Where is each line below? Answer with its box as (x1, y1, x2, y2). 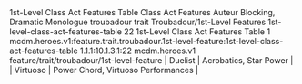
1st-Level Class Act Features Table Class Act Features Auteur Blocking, (9, 7, 276, 17)
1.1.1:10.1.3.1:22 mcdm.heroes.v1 (80, 45, 196, 56)
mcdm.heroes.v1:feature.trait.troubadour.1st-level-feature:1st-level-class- (9, 36, 284, 46)
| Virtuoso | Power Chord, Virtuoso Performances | (9, 65, 198, 75)
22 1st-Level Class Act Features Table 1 (124, 26, 271, 37)
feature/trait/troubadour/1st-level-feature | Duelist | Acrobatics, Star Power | (9, 55, 294, 65)
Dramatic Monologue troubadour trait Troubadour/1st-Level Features (9, 16, 267, 27)
